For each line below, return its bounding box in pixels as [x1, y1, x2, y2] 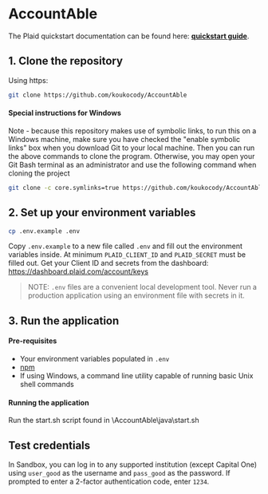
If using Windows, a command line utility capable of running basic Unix [19, 370, 254, 380]
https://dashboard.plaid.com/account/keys [8, 267, 149, 276]
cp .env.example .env [8, 227, 81, 235]
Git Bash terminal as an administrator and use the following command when [8, 160, 257, 169]
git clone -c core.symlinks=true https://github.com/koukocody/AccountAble [8, 184, 266, 192]
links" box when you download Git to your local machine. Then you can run [8, 143, 255, 152]
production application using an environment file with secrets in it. [27, 290, 245, 300]
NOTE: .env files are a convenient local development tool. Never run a [27, 283, 258, 292]
